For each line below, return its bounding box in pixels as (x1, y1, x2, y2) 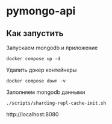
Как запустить (6, 28, 64, 39)
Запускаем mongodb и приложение (6, 44, 98, 51)
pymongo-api (6, 4, 76, 18)
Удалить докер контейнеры (6, 66, 77, 73)
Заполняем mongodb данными (6, 88, 86, 96)
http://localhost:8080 (6, 111, 59, 118)
